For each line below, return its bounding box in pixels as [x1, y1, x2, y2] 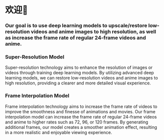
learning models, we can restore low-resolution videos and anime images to [5, 75, 158, 81]
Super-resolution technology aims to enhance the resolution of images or [5, 64, 153, 71]
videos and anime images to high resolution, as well [31, 28, 157, 35]
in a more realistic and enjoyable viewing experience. [5, 129, 113, 135]
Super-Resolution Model [5, 54, 65, 60]
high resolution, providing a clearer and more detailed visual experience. [5, 80, 151, 86]
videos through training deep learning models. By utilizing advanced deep [5, 70, 154, 76]
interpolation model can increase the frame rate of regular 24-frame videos [5, 114, 157, 120]
